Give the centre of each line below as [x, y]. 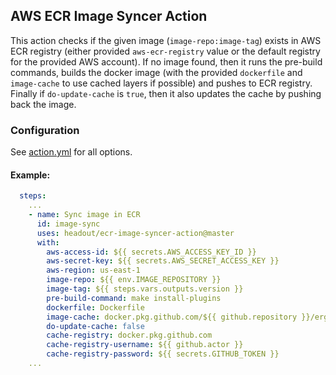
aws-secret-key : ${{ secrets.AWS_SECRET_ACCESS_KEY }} [163, 261]
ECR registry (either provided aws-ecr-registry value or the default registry [165, 51]
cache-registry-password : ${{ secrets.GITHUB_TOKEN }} [163, 354]
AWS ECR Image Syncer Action [109, 16]
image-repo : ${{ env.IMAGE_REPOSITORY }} [134, 280]
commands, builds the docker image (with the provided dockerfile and [156, 72]
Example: [30, 175]
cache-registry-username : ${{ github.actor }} [145, 345]
